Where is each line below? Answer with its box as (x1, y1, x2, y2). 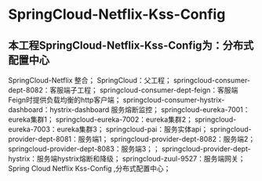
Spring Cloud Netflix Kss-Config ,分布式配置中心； (8, 164, 171, 173)
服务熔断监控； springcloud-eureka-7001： (111, 105, 250, 114)
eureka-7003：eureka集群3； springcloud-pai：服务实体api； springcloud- (8, 125, 253, 134)
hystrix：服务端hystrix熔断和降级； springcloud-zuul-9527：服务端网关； (8, 154, 246, 163)
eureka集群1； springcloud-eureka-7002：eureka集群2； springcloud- (8, 115, 237, 124)
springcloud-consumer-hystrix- (122, 96, 225, 104)
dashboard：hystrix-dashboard (8, 105, 110, 114)
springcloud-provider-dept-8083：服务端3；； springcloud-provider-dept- (8, 144, 251, 154)
